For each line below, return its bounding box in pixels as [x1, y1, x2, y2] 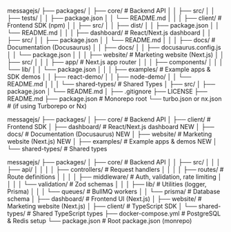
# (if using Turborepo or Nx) [7, 102, 88, 110]
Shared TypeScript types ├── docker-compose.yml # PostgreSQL [32, 209, 221, 217]
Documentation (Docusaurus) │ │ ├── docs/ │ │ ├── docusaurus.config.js [7, 43, 221, 51]
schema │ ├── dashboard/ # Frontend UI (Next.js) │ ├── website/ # [7, 195, 202, 203]
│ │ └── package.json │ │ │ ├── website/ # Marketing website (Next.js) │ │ [7, 50, 225, 59]
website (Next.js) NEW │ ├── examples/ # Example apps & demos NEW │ [7, 137, 217, 145]
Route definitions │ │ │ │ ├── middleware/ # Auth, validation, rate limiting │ [7, 173, 222, 181]
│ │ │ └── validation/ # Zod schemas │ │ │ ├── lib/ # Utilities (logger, [7, 180, 207, 188]
